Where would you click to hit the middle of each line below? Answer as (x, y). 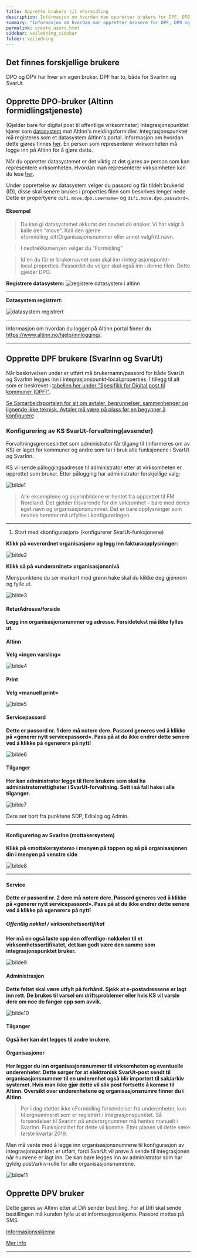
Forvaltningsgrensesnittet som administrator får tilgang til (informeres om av (98, 443)
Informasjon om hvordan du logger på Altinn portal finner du (79, 328)
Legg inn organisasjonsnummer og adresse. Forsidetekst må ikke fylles (95, 622)
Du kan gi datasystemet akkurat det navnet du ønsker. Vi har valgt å (102, 224)
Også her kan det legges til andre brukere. (58, 1039)
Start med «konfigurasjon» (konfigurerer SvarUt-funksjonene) (89, 532)
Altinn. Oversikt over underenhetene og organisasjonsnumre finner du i (95, 1090)
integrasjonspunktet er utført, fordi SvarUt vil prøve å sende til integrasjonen (98, 1151)
